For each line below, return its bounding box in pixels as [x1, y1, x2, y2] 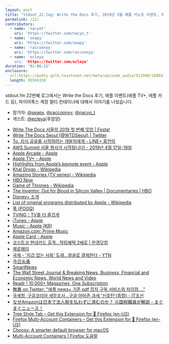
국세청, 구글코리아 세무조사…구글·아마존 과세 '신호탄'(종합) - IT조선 [12, 292, 144, 299]
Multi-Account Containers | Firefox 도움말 [12, 333, 98, 339]
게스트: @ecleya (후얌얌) [12, 116, 61, 122]
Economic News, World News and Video [12, 275, 97, 281]
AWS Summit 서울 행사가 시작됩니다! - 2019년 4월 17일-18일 [12, 144, 132, 151]
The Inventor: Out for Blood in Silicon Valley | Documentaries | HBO [12, 187, 152, 193]
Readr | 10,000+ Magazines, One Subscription [12, 280, 108, 286]
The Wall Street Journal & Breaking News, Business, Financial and [12, 269, 149, 275]
